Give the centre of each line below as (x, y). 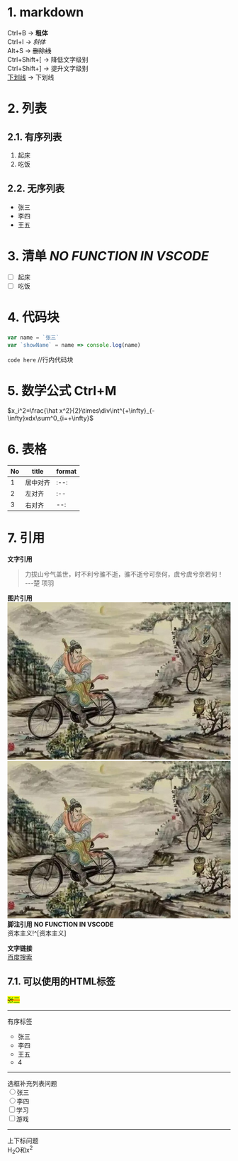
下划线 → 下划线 (31, 77)
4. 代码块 (34, 317)
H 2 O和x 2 (20, 1150)
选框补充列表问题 (32, 1084)
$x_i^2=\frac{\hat (33, 411)
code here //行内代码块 (40, 360)
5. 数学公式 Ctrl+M (62, 390)
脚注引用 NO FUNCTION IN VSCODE (61, 924)
